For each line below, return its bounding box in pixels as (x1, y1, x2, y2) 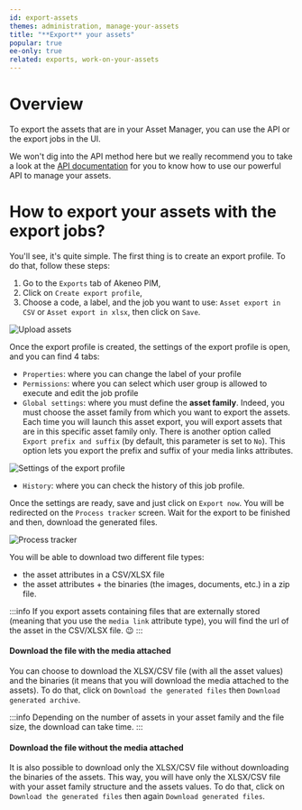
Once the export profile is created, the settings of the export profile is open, (9, 341, 291, 352)
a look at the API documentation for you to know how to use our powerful (9, 160, 281, 171)
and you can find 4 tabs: (9, 351, 100, 362)
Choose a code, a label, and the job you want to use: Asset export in (22, 297, 281, 308)
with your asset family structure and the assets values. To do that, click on (9, 781, 286, 792)
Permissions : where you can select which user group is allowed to (22, 378, 268, 389)
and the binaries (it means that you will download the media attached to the (9, 676, 289, 686)
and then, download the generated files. (9, 516, 158, 528)
